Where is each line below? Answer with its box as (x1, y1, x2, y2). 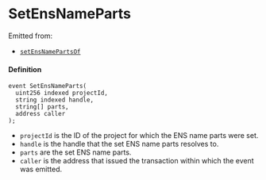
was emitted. (19, 164, 63, 174)
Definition (8, 64, 42, 74)
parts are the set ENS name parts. (19, 147, 132, 157)
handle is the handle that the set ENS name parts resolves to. (19, 140, 219, 149)
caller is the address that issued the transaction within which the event (19, 156, 254, 166)
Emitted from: (8, 31, 53, 40)
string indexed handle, (15, 96, 94, 104)
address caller (15, 110, 66, 118)
